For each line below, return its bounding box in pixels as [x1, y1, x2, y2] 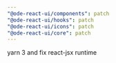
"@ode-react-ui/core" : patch [7, 29, 91, 37]
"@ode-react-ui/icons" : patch [7, 23, 95, 30]
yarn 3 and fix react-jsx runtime [7, 48, 97, 57]
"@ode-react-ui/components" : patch [7, 10, 110, 17]
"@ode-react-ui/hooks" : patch [7, 17, 95, 24]
